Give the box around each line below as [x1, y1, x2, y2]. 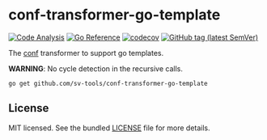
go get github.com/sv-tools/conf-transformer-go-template [8, 79, 208, 87]
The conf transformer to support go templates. [8, 48, 164, 57]
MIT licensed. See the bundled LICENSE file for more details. [8, 123, 210, 133]
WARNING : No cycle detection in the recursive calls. [8, 63, 184, 74]
